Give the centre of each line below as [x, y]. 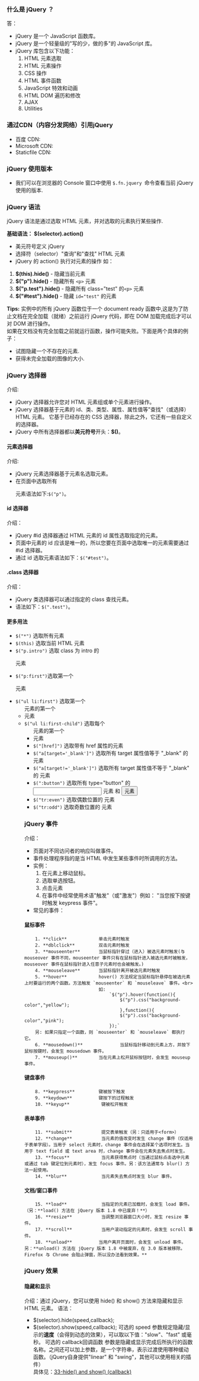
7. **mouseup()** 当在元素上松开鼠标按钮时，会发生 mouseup [113, 1057]
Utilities [33, 109]
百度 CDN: [28, 139]
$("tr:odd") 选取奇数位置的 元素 [73, 807]
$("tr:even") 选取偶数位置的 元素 [74, 800]
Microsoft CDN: [34, 146]
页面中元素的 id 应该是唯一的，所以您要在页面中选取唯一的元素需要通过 [102, 543]
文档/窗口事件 [41, 1190]
